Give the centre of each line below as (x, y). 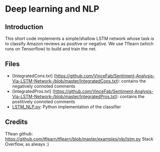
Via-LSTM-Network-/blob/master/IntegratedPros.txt (64, 96)
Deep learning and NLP (52, 9)
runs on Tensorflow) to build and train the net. (51, 49)
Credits (16, 122)
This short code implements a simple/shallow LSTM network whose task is (80, 38)
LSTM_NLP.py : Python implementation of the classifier (66, 107)
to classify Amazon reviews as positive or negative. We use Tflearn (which (79, 44)
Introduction (24, 27)
